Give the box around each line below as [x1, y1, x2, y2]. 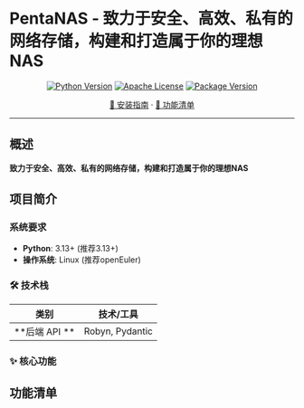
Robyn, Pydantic [83, 325, 154, 337]
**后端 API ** [14, 325, 75, 337]
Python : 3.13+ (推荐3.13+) [22, 243, 119, 254]
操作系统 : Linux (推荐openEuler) [22, 254, 142, 265]
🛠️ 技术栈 [9, 280, 50, 292]
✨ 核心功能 [9, 355, 57, 367]
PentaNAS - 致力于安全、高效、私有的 [9, 8, 294, 29]
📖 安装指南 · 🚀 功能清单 [109, 99, 195, 109]
